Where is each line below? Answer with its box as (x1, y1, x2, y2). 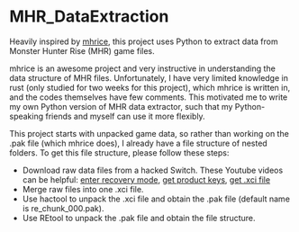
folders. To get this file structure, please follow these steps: (9, 147, 230, 158)
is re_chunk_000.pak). (22, 202, 104, 213)
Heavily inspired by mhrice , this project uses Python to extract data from (9, 36, 278, 47)
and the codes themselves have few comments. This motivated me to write (9, 92, 288, 103)
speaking (9, 111, 44, 121)
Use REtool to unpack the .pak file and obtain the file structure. (22, 212, 256, 223)
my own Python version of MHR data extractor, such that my (9, 101, 233, 112)
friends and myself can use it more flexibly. (44, 111, 205, 121)
